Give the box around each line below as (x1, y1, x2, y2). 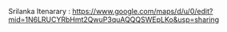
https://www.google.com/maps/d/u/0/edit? (71, 7, 213, 16)
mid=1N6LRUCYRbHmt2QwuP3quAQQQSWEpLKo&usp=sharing (8, 15, 220, 24)
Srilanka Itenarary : (8, 7, 70, 16)
